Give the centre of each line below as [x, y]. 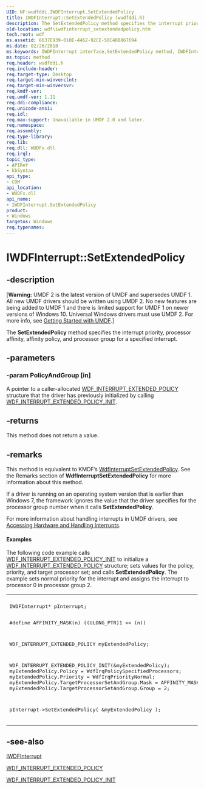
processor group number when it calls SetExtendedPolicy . [80, 507]
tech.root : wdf [25, 35]
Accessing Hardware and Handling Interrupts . [63, 526]
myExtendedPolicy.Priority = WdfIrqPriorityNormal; [82, 677]
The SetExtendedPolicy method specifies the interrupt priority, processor [99, 332]
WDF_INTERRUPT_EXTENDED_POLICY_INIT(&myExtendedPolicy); [90, 666]
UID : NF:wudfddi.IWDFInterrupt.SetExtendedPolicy [70, 12]
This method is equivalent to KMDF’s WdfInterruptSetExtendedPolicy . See [98, 469]
